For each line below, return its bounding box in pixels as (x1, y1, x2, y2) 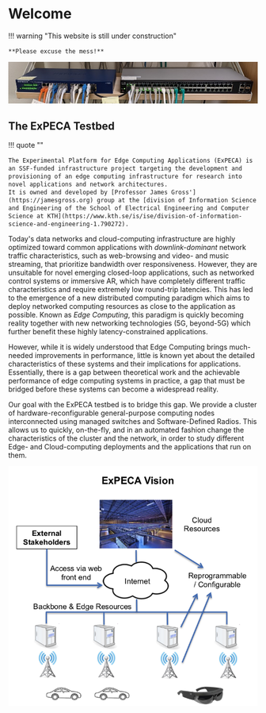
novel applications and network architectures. (8, 180, 169, 188)
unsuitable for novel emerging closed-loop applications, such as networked (8, 268, 255, 277)
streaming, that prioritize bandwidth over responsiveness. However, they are (8, 259, 257, 268)
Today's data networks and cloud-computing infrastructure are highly (8, 233, 236, 243)
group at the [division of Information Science (96, 196, 257, 204)
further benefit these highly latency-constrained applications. (8, 326, 208, 336)
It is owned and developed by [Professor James (8, 188, 169, 196)
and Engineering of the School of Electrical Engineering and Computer (8, 204, 249, 212)
